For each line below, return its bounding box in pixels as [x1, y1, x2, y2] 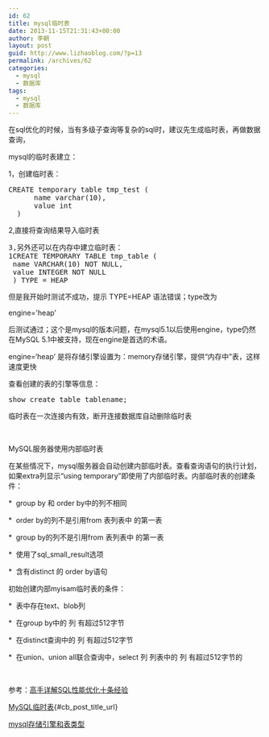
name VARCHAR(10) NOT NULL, [12, 259, 123, 269]
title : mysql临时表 [8, 19, 70, 27]
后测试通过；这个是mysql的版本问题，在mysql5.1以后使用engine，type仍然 [8, 325, 256, 334]
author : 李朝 [8, 34, 50, 43]
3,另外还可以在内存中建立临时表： [8, 243, 123, 252]
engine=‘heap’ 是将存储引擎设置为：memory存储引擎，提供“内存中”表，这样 [8, 352, 260, 362]
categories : [8, 64, 48, 72]
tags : [8, 86, 27, 95]
